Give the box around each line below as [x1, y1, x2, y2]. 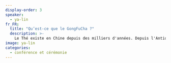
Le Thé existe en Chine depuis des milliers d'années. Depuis [14, 36, 149, 41]
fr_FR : [5, 21, 19, 27]
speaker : [5, 12, 24, 17]
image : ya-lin [5, 41, 36, 46]
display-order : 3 [5, 7, 42, 13]
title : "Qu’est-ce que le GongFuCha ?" [10, 26, 95, 31]
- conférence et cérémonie [10, 50, 67, 55]
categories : [5, 45, 31, 50]
